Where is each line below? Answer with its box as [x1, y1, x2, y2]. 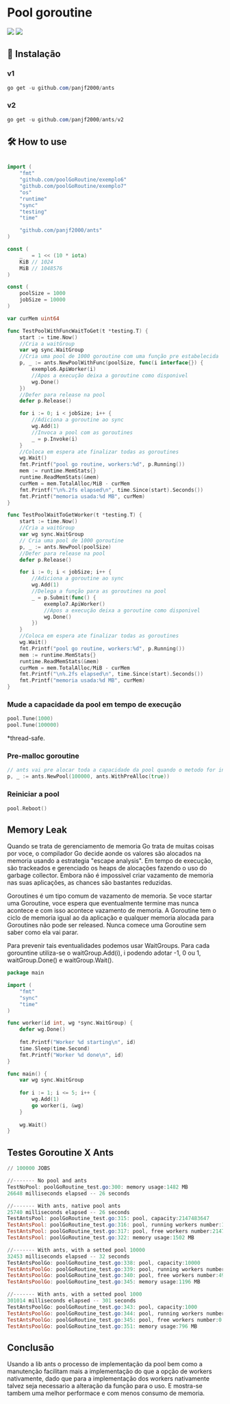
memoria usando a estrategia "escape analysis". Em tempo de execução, [7, 857, 214, 865]
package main [7, 969, 44, 977]
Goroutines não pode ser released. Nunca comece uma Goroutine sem [7, 921, 207, 929]
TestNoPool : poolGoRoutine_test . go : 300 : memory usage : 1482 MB [7, 1183, 188, 1191]
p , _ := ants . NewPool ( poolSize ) [19, 543, 112, 550]
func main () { [7, 1070, 48, 1078]
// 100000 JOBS [7, 1165, 51, 1172]
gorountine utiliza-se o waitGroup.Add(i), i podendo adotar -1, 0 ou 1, [7, 949, 201, 957]
